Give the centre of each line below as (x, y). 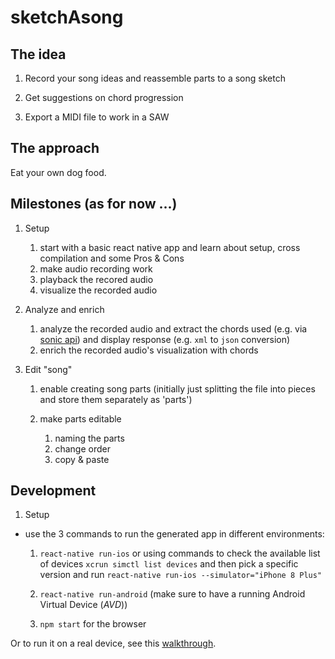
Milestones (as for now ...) (94, 204)
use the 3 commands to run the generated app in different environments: (174, 534)
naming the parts (89, 438)
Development (53, 491)
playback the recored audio (96, 279)
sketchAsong (67, 17)
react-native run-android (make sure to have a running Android (172, 594)
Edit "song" (48, 369)
